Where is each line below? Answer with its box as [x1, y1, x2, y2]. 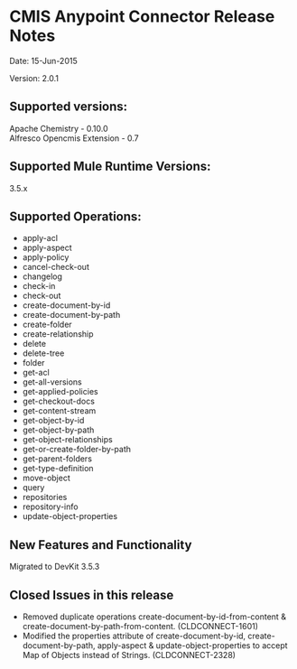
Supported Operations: [9, 209, 142, 224]
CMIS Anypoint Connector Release [9, 6, 275, 27]
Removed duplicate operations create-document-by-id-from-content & [22, 611, 287, 622]
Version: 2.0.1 [9, 72, 60, 83]
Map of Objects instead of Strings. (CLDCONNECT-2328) [22, 650, 237, 660]
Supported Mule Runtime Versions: [9, 159, 211, 174]
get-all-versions [22, 376, 83, 387]
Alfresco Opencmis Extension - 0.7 [9, 133, 140, 144]
